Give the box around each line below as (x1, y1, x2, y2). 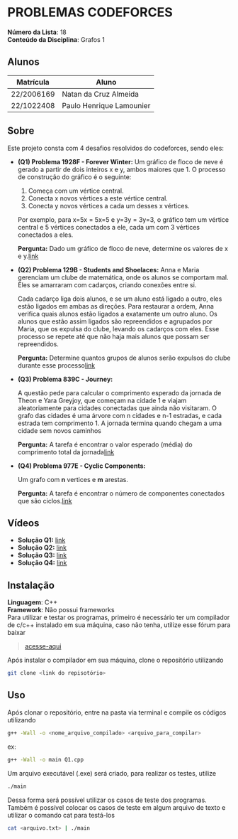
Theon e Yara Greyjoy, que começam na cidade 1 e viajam (17, 396, 187, 405)
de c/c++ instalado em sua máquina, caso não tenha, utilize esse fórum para (7, 621, 231, 629)
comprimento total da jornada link (17, 447, 115, 456)
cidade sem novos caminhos (17, 426, 101, 434)
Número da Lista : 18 (7, 28, 67, 36)
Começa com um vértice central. (28, 186, 124, 195)
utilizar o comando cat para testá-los (7, 811, 115, 819)
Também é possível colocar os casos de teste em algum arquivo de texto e (7, 803, 226, 811)
